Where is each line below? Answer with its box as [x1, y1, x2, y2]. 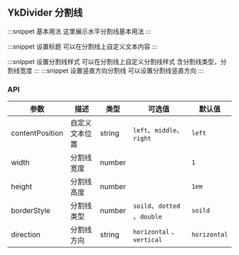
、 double [132, 212, 162, 222]
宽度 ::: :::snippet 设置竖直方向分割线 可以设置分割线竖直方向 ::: [19, 66, 204, 75]
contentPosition [11, 128, 64, 138]
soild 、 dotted [132, 201, 181, 211]
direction [11, 230, 41, 240]
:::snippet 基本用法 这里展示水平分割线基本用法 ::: [7, 27, 152, 36]
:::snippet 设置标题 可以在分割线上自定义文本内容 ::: [7, 42, 158, 51]
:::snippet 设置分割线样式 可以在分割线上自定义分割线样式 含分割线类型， [7, 57, 221, 66]
